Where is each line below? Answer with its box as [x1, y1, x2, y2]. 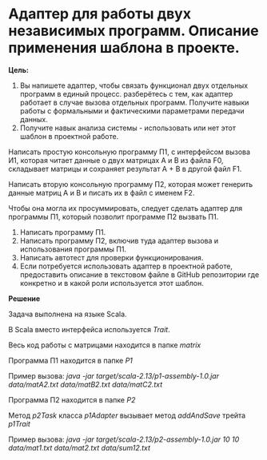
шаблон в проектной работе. [19, 131, 119, 141]
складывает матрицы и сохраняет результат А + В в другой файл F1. [8, 164, 242, 173]
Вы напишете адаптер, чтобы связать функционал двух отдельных [19, 81, 249, 90]
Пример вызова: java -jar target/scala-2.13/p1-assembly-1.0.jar [8, 371, 220, 380]
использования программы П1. [19, 244, 126, 254]
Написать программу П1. [19, 227, 106, 236]
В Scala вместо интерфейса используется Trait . [8, 324, 170, 334]
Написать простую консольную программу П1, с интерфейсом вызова [8, 147, 250, 157]
